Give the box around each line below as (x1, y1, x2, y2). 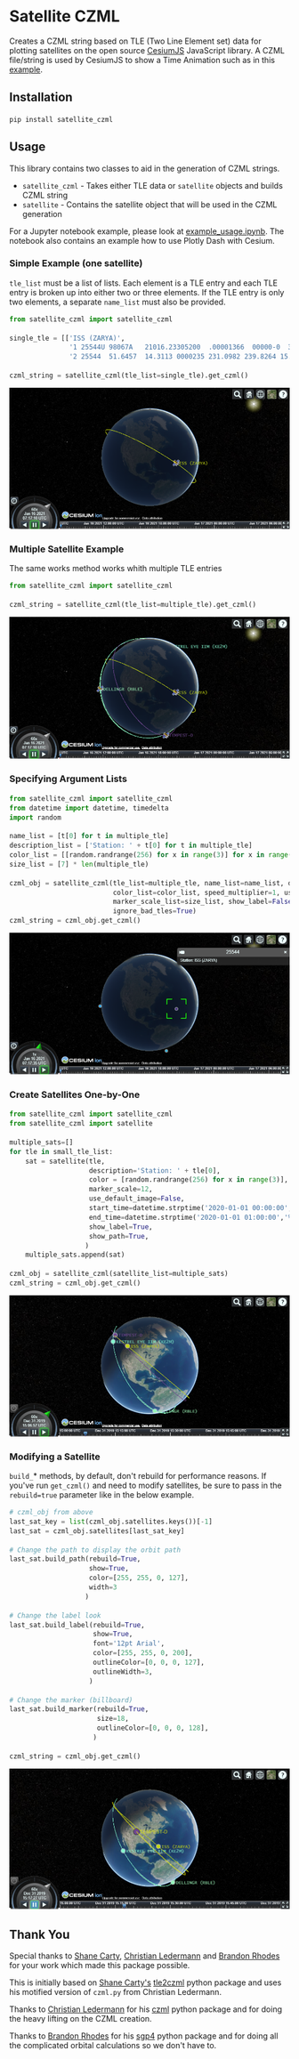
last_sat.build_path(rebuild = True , (9, 1554, 141, 1563)
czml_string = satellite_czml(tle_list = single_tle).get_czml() (9, 371, 249, 380)
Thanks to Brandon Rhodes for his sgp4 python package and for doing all (9, 2031, 279, 2041)
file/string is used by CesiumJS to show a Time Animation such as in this (9, 54, 276, 65)
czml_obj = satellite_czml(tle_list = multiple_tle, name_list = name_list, (9, 878, 285, 887)
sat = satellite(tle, (25, 1157, 105, 1166)
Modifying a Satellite (9, 1450, 101, 1463)
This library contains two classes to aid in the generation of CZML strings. (9, 163, 280, 174)
